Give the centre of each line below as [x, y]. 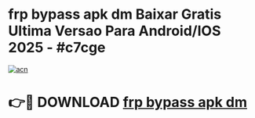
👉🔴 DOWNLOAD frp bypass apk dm [128, 102]
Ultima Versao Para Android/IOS [115, 31]
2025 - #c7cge [57, 48]
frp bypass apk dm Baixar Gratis [115, 14]
